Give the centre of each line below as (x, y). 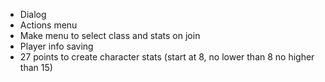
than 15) (36, 67)
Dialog (33, 14)
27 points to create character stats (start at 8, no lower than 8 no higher (167, 57)
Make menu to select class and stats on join (110, 35)
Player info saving (56, 46)
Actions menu (48, 25)
